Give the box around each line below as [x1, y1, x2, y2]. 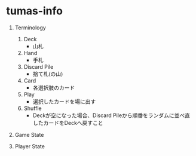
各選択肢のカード [32, 84, 75, 91]
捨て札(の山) [32, 70, 63, 77]
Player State [14, 142, 45, 150]
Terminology [14, 24, 46, 31]
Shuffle [23, 105, 42, 112]
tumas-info [6, 4, 63, 18]
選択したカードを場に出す [32, 97, 96, 105]
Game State [14, 131, 44, 138]
